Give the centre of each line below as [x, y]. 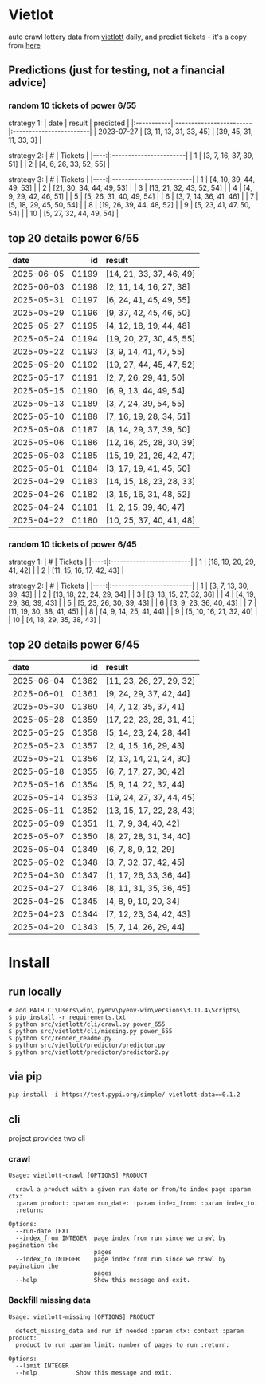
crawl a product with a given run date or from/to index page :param [133, 1190]
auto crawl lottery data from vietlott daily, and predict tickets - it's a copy [127, 37]
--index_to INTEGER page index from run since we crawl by [121, 1259]
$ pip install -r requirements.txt [67, 1017]
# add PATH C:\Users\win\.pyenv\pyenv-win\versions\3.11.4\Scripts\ [124, 1010]
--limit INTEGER [42, 1366]
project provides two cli [47, 1138]
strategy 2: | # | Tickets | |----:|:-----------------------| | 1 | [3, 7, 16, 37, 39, [131, 155]
